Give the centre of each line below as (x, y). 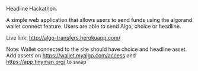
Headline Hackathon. (32, 9)
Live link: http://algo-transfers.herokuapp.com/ (63, 38)
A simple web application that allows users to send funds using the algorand (99, 20)
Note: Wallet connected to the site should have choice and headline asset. (97, 49)
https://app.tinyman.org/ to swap (46, 62)
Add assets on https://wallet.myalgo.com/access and (71, 55)
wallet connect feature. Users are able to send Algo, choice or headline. (94, 26)
